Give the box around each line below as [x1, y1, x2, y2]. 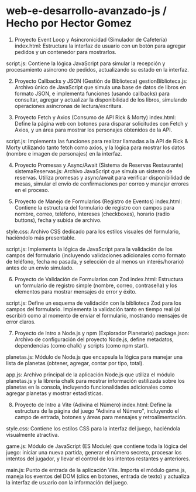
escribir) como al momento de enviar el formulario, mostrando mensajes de [6, 312, 188, 319]
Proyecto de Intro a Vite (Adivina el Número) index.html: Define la [14, 401, 172, 408]
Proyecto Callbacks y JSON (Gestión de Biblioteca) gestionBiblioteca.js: [14, 77, 188, 85]
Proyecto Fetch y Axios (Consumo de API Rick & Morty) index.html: [14, 113, 176, 121]
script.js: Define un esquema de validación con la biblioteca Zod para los [6, 299, 181, 306]
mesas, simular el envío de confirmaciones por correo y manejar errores [14, 180, 189, 187]
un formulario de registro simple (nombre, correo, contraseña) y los [14, 282, 177, 289]
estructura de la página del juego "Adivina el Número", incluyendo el [14, 407, 180, 415]
